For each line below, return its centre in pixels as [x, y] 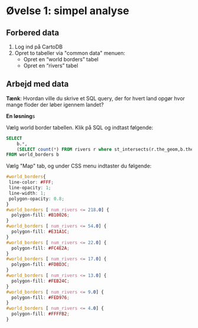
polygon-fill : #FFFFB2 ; [40, 314]
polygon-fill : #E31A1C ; [40, 232]
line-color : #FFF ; [31, 182]
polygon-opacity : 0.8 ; [37, 199]
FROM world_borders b [33, 155]
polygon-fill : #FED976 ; [40, 297]
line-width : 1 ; [27, 193]
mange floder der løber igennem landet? [55, 104]
